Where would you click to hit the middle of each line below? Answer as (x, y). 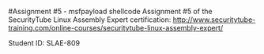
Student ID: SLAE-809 (44, 43)
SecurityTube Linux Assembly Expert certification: (90, 20)
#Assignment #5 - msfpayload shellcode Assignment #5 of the (110, 11)
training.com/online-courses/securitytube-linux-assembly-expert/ (116, 28)
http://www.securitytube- (214, 20)
